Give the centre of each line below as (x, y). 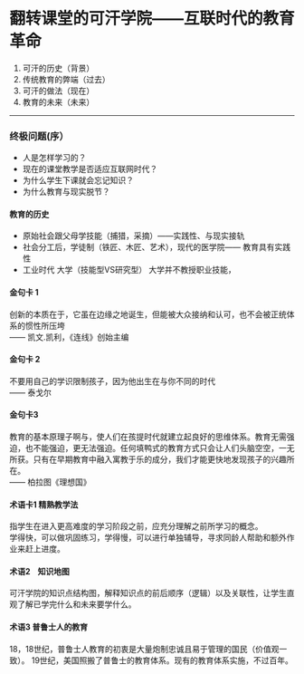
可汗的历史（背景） (58, 68)
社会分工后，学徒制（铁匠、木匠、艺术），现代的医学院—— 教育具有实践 (157, 247)
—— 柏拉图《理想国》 (50, 482)
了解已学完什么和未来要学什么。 (76, 604)
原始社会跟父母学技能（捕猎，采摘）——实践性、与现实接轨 (133, 236)
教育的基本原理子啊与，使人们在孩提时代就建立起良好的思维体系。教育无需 (148, 437)
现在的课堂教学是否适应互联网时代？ (90, 169)
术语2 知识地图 (40, 571)
